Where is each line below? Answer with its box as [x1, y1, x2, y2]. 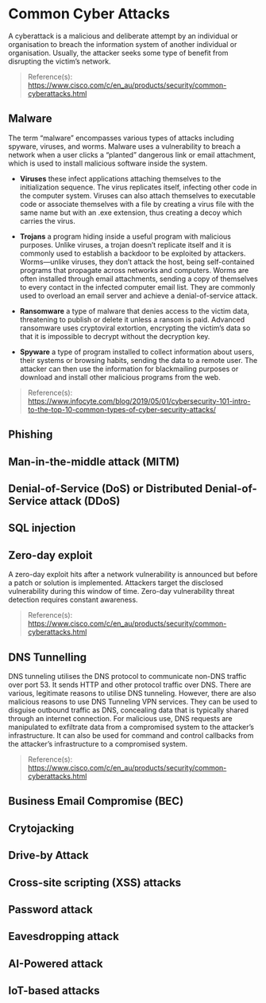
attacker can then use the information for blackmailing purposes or [19, 364, 239, 373]
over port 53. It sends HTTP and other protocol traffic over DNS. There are [8, 680, 252, 689]
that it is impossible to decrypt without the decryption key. [19, 331, 210, 341]
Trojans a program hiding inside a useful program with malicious [19, 232, 232, 241]
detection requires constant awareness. [8, 595, 138, 605]
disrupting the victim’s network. [8, 57, 111, 66]
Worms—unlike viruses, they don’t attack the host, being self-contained [19, 256, 255, 267]
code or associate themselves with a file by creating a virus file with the [19, 199, 254, 209]
